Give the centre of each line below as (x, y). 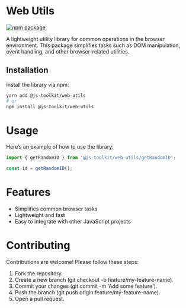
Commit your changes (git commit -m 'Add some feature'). (86, 286)
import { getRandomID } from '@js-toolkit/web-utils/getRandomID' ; (91, 158)
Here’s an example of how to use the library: (60, 147)
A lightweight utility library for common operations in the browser (86, 39)
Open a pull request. (40, 298)
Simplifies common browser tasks (56, 209)
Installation (27, 70)
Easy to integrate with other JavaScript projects (73, 221)
